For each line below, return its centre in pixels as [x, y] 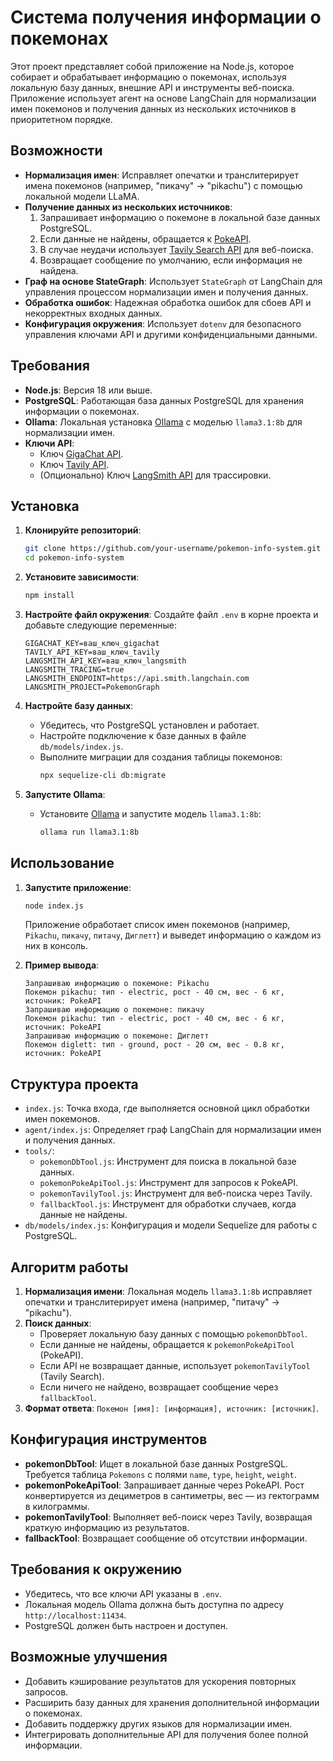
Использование [62, 863]
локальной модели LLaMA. [82, 196]
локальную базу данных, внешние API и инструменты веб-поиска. [152, 87]
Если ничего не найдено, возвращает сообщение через [159, 1387]
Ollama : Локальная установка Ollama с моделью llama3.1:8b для [163, 422]
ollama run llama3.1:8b [89, 832]
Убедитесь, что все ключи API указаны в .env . [123, 1593]
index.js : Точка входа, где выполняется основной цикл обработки [167, 1108]
